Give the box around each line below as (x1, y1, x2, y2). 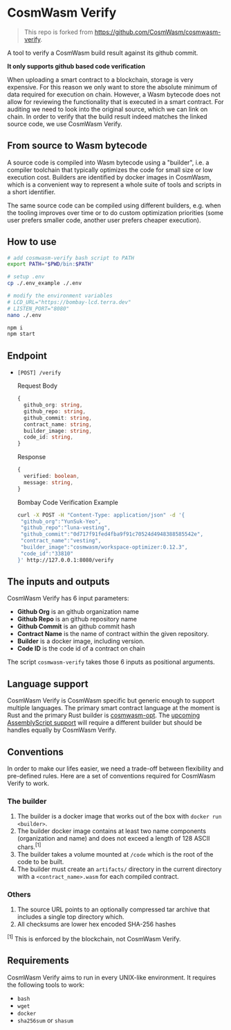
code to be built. (17, 858, 64, 866)
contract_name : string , (24, 421, 92, 428)
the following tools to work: (7, 980, 85, 989)
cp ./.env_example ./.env (7, 280, 82, 287)
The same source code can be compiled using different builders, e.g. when (7, 201, 221, 209)
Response (17, 453, 46, 461)
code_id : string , (24, 434, 74, 441)
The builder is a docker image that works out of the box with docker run (17, 812, 222, 821)
